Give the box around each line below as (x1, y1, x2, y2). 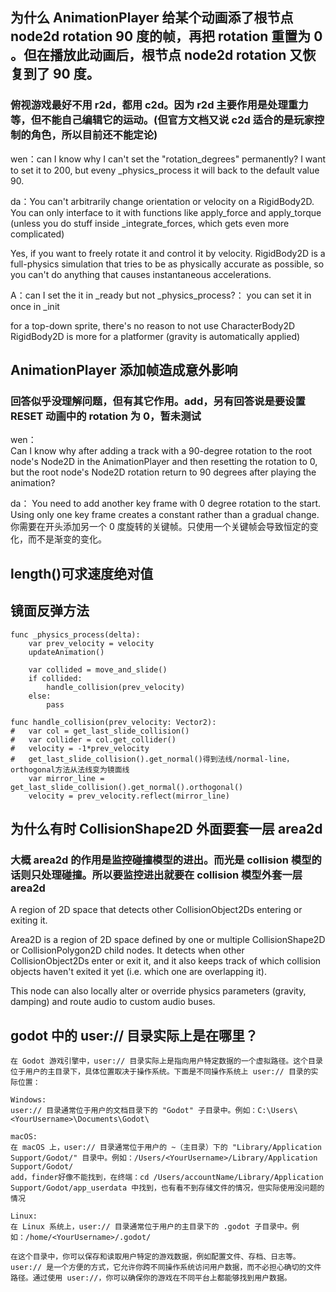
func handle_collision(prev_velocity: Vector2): (10, 717, 217, 727)
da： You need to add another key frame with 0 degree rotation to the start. (10, 498, 322, 510)
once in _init (10, 300, 60, 312)
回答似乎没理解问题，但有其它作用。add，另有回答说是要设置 (10, 394, 306, 408)
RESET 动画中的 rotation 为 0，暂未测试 (10, 409, 202, 423)
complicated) (10, 228, 65, 240)
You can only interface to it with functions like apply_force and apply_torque (10, 206, 322, 218)
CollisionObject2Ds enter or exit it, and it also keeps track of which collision (10, 955, 322, 967)
